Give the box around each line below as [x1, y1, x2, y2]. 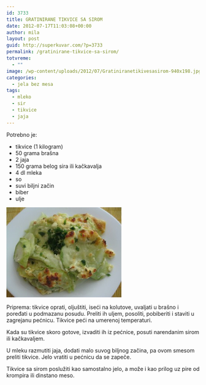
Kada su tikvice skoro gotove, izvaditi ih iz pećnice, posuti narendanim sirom [6, 328, 199, 335]
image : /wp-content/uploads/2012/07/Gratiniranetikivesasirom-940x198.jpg [6, 68, 202, 74]
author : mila [6, 29, 40, 36]
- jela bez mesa [12, 81, 53, 87]
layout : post [6, 36, 40, 42]
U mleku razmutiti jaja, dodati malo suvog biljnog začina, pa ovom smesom [6, 346, 195, 354]
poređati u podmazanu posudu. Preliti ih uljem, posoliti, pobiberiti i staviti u [6, 310, 195, 317]
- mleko [12, 94, 32, 101]
